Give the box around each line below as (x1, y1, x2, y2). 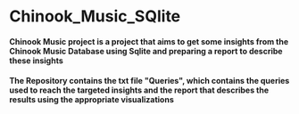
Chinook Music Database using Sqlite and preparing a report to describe (9, 45, 283, 56)
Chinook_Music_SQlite (9, 6, 181, 27)
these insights (9, 55, 64, 66)
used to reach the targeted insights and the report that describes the (9, 85, 270, 95)
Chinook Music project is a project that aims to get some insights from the (9, 36, 289, 46)
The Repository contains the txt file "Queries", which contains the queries (9, 76, 290, 86)
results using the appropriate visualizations (9, 94, 174, 105)
